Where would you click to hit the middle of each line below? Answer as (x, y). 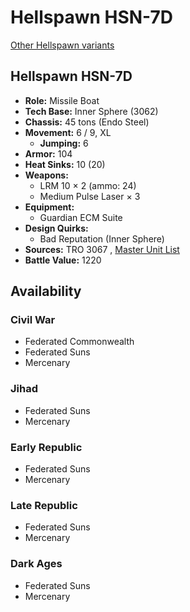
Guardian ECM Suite (81, 217)
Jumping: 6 (64, 143)
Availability (46, 291)
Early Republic (46, 447)
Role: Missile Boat (62, 100)
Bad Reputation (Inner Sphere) (102, 238)
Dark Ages (36, 564)
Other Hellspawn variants (62, 45)
